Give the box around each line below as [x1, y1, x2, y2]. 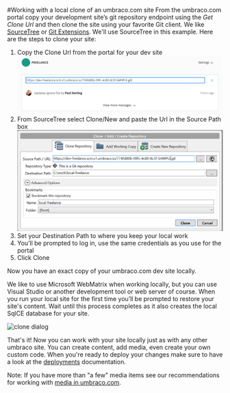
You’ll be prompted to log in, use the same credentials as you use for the [16, 239, 222, 248]
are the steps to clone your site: [7, 35, 97, 43]
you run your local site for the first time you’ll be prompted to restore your [7, 295, 214, 303]
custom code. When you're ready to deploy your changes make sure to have [7, 350, 223, 359]
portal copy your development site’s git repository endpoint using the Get [7, 13, 214, 21]
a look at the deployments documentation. [7, 358, 127, 366]
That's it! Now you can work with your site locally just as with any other [7, 336, 208, 344]
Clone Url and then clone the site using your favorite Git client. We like [7, 21, 205, 28]
